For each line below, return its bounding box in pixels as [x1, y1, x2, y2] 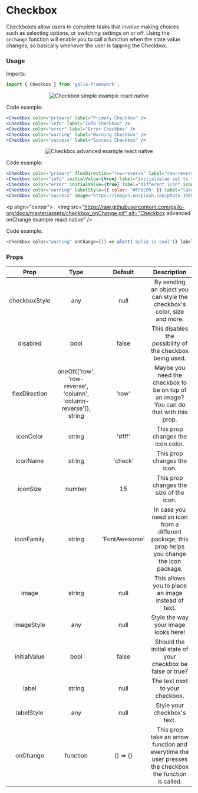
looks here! [154, 628, 186, 636]
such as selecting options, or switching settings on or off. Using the [6, 29, 170, 36]
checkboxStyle [9, 297, 51, 305]
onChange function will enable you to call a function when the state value [6, 35, 181, 43]
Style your [156, 701, 184, 710]
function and [152, 740, 187, 749]
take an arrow [150, 733, 189, 742]
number [65, 485, 87, 493]
